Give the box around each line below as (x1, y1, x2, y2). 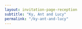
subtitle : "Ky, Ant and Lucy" (4, 12, 67, 17)
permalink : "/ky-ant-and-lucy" (4, 16, 69, 21)
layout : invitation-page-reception (4, 7, 78, 12)
